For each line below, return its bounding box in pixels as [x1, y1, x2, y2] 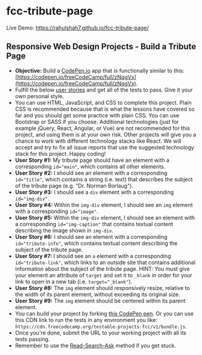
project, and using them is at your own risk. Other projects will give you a [14, 131, 197, 138]
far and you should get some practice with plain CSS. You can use [14, 111, 180, 119]
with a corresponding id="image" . [14, 208, 98, 215]
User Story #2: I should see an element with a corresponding [14, 169, 168, 176]
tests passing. [14, 335, 50, 342]
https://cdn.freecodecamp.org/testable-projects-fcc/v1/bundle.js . [14, 323, 187, 330]
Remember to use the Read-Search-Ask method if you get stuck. [14, 342, 177, 349]
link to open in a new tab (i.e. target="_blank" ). [14, 278, 133, 285]
